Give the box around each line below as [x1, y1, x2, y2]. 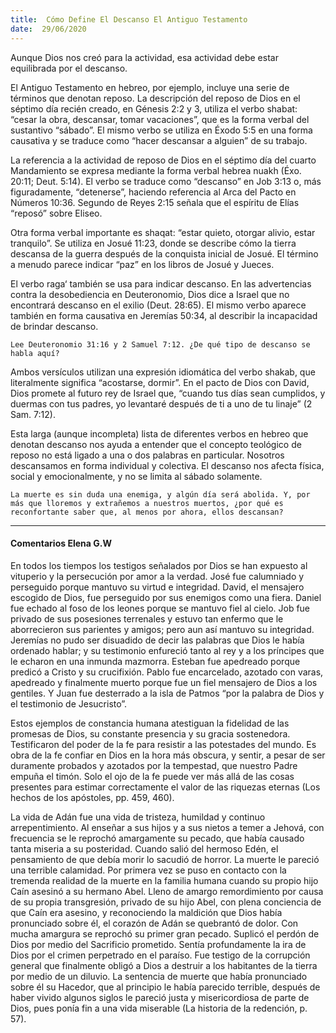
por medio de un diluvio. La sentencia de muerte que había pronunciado [10, 970, 308, 982]
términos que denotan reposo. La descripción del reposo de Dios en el [10, 92, 301, 104]
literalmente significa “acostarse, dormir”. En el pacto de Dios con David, [10, 376, 310, 388]
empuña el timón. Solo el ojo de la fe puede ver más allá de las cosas [10, 770, 295, 782]
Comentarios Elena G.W [10, 537, 112, 550]
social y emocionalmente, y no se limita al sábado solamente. [10, 470, 263, 482]
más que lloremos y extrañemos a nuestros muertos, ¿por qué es [10, 498, 284, 508]
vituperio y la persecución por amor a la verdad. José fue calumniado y [10, 570, 305, 582]
